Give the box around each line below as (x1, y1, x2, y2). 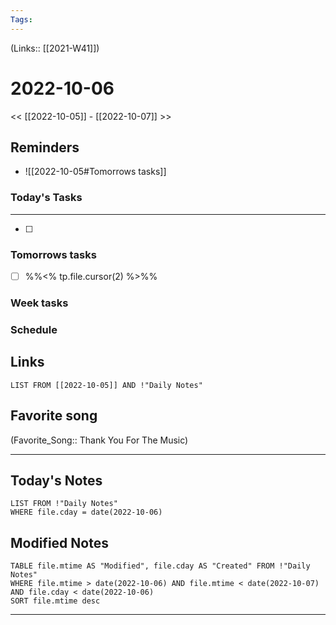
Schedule (10, 322, 58, 336)
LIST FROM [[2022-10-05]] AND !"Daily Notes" (10, 380, 203, 390)
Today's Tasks (10, 191, 83, 205)
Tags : (10, 14, 33, 25)
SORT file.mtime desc (10, 596, 101, 606)
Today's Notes (10, 472, 103, 489)
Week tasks (10, 296, 69, 310)
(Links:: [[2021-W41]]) (10, 42, 100, 54)
